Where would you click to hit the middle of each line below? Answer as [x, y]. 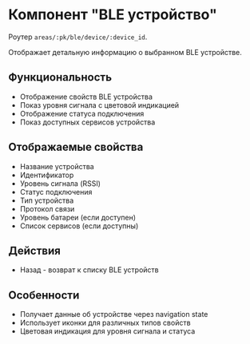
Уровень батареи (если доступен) [78, 217]
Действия [35, 250]
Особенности [44, 295]
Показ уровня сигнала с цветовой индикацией [99, 105]
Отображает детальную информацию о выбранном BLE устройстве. [125, 52]
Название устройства [57, 166]
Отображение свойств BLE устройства [86, 97]
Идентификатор [47, 175]
